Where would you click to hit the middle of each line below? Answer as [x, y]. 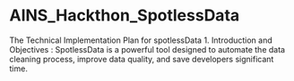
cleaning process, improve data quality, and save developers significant [142, 59]
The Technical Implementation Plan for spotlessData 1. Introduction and [141, 40]
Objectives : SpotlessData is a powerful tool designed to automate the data [147, 49]
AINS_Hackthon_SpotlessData [125, 16]
